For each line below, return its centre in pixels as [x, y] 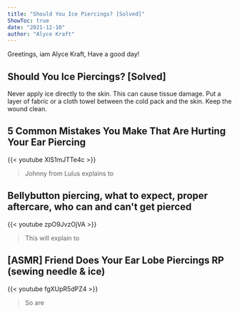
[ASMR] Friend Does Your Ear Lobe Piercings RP [116, 261]
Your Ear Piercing [47, 142]
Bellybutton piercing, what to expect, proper [108, 196]
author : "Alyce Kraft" [41, 34]
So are [35, 302]
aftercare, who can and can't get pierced [100, 207]
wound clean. [27, 109]
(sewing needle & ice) [56, 272]
